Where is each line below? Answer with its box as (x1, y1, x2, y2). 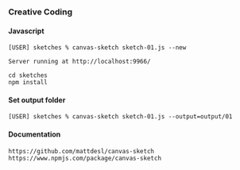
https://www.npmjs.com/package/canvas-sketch (8, 154, 161, 162)
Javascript (8, 26, 45, 36)
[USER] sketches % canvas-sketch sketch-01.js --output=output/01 (8, 113, 233, 121)
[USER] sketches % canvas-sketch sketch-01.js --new (8, 44, 187, 52)
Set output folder (8, 95, 66, 105)
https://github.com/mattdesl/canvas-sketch (8, 147, 155, 155)
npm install (8, 79, 48, 87)
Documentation (8, 129, 61, 139)
